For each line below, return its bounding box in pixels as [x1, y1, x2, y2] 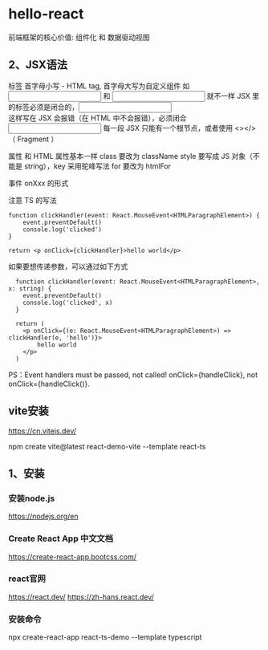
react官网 [8, 573, 47, 584]
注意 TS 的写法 [8, 195, 57, 205]
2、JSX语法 [8, 58, 68, 72]
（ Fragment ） [8, 134, 59, 144]
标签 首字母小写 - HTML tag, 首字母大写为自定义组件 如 [8, 81, 190, 91]
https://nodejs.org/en [8, 511, 79, 522]
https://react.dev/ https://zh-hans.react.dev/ [8, 591, 155, 602]
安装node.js [8, 493, 55, 504]
